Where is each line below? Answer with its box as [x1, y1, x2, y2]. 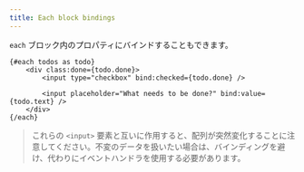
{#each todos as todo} [9, 57, 95, 66]
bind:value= [221, 89, 266, 98]
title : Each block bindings [9, 13, 116, 23]
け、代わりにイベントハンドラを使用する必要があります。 [31, 152, 246, 163]
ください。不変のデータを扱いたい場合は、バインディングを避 [54, 141, 286, 152]
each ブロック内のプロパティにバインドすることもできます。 [9, 39, 233, 50]
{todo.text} [9, 97, 54, 106]
